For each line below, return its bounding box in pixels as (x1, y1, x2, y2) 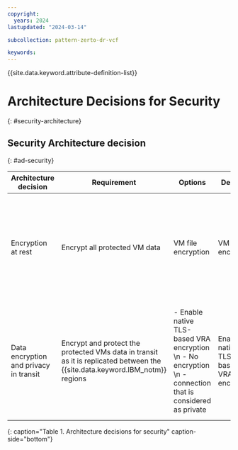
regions (61, 373, 87, 383)
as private (173, 405, 207, 415)
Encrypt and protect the (61, 338, 140, 348)
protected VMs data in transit (61, 347, 158, 356)
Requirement (91, 177, 137, 187)
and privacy (11, 360, 51, 370)
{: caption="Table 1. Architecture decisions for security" (7, 427, 170, 436)
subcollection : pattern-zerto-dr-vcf (7, 36, 119, 43)
